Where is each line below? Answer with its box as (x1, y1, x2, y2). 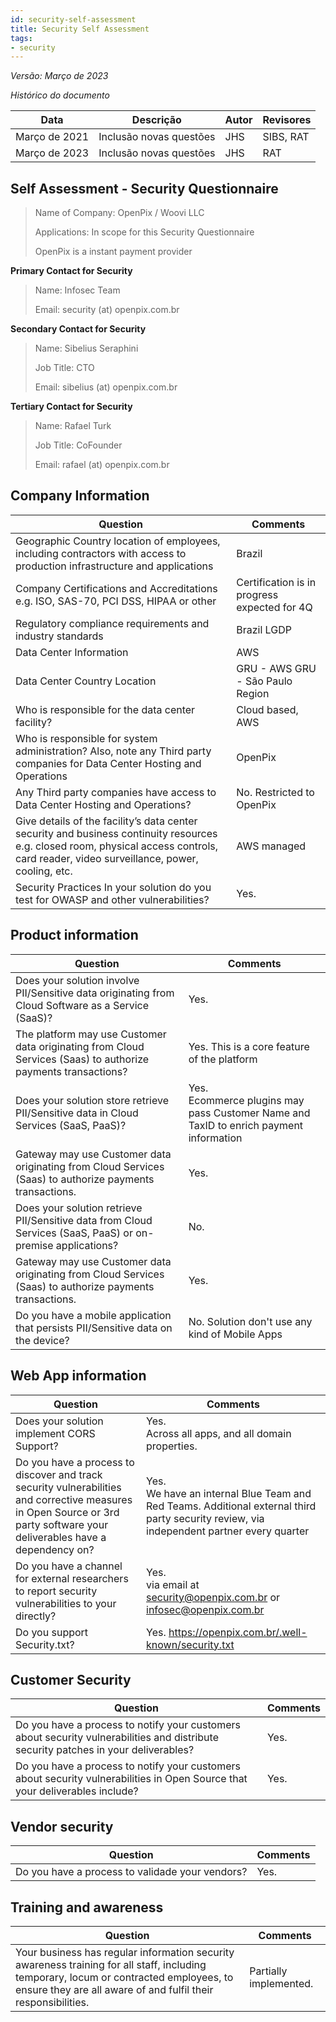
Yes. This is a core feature (188, 1039, 310, 1053)
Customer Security (10, 1671, 132, 1688)
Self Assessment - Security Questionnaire (10, 180, 279, 197)
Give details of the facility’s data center (15, 814, 198, 828)
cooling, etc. (15, 864, 73, 878)
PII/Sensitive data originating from (15, 986, 175, 1000)
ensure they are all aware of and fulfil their (15, 1982, 214, 1996)
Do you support (15, 1625, 89, 1639)
